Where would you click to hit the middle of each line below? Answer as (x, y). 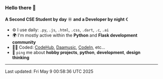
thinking (21, 58)
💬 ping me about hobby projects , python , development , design (76, 53)
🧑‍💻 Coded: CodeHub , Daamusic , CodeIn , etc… (58, 47)
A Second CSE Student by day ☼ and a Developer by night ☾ (67, 19)
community (24, 42)
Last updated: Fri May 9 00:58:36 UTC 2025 (49, 71)
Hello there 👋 (21, 8)
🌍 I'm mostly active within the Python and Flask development (75, 35)
